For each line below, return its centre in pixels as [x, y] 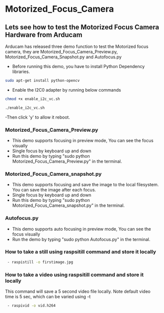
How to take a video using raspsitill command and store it [74, 274]
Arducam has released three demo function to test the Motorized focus [77, 47]
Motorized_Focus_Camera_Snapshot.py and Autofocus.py [63, 57]
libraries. [21, 72]
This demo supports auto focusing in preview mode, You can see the [82, 229]
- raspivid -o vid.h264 [31, 305]
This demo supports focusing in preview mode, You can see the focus [83, 140]
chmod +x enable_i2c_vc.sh [33, 99]
